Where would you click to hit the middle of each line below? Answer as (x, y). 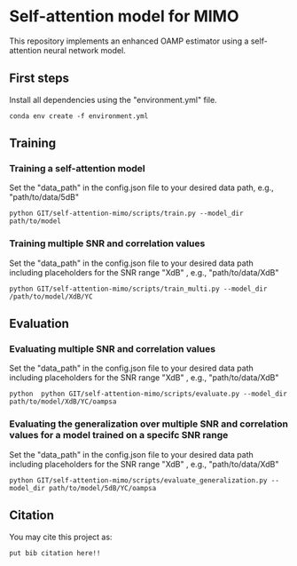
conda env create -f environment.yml (79, 116)
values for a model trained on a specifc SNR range (119, 435)
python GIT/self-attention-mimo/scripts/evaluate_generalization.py (138, 480)
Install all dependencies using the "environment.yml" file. (113, 100)
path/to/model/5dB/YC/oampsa (102, 488)
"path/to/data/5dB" (44, 197)
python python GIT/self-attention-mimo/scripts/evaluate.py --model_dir (148, 394)
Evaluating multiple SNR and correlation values (112, 349)
